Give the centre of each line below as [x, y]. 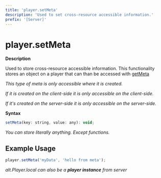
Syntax [13, 113]
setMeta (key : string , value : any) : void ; [50, 123]
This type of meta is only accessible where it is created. [64, 84]
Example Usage [31, 148]
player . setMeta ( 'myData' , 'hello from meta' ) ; [56, 160]
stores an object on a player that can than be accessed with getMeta [77, 74]
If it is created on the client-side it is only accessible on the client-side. [79, 94]
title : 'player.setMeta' [32, 10]
